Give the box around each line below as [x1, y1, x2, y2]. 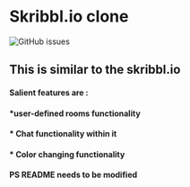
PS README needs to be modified [9, 169, 138, 181]
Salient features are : [9, 87, 89, 98]
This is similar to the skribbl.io [9, 62, 181, 77]
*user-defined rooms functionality [9, 108, 141, 119]
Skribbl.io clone [9, 6, 129, 27]
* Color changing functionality [9, 148, 125, 159]
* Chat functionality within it [9, 129, 117, 139]
